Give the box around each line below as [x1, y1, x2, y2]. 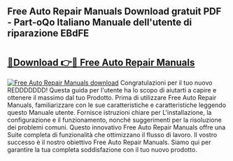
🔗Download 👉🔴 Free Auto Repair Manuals [7, 56, 195, 69]
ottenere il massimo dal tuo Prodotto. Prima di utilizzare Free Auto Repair [7, 94, 217, 101]
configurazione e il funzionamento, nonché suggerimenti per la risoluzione [7, 115, 222, 124]
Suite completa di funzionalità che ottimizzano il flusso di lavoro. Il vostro [7, 131, 218, 139]
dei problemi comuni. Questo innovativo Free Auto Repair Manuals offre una [7, 123, 226, 132]
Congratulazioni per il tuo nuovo [120, 78, 213, 87]
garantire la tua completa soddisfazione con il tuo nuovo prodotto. [7, 146, 197, 153]
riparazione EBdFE [7, 27, 90, 39]
